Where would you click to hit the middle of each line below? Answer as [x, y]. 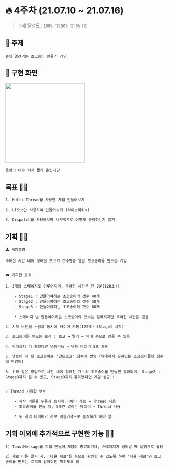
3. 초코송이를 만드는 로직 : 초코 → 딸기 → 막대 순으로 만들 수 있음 [68, 337]
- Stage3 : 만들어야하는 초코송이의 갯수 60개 [57, 307]
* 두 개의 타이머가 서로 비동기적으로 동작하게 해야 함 [63, 417]
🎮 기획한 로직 [18, 275]
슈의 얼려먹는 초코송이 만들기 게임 [36, 56]
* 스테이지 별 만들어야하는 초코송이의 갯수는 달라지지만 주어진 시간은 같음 [82, 317]
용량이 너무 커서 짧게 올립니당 [33, 170]
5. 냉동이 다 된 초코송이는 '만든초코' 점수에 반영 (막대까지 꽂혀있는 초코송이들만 [80, 357]
